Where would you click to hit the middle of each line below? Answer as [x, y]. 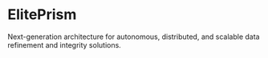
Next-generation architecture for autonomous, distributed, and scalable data [134, 37]
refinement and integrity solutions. [64, 44]
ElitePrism [42, 15]
